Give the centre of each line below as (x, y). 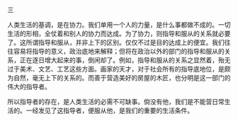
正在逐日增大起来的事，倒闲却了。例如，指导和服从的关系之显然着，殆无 (125, 60)
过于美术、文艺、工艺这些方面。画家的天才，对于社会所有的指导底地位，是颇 (119, 69)
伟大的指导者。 (29, 87)
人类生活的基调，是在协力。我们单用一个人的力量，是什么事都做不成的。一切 (119, 25)
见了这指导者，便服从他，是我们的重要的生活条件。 (119, 110)
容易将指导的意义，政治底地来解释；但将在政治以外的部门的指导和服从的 (119, 51)
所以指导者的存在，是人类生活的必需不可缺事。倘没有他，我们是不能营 (110, 102)
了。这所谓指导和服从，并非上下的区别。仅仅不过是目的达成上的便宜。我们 (116, 42)
